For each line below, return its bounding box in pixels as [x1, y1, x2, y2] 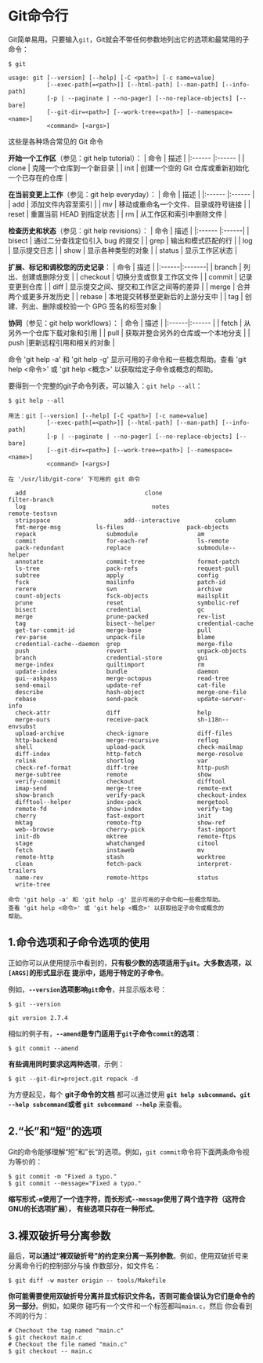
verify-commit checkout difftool [15, 777, 225, 785]
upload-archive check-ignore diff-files [15, 729, 233, 737]
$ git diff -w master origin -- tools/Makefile [8, 1277, 167, 1284]
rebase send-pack [15, 695, 139, 703]
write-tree [15, 880, 51, 888]
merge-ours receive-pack [15, 715, 149, 723]
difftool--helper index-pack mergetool [15, 798, 229, 806]
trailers [8, 867, 37, 875]
